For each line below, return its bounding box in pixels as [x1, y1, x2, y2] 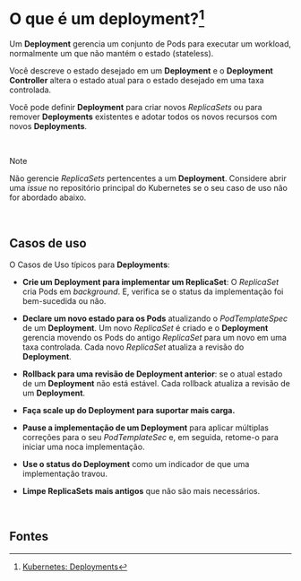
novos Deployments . [9, 121, 88, 132]
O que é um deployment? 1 [9, 5, 205, 30]
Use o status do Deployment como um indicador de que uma [21, 459, 250, 470]
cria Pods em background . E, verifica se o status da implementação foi [21, 286, 284, 297]
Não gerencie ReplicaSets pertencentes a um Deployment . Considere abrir [9, 173, 287, 184]
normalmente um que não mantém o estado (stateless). [9, 48, 214, 59]
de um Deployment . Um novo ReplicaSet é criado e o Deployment [21, 323, 269, 334]
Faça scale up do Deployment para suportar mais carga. [21, 405, 236, 416]
